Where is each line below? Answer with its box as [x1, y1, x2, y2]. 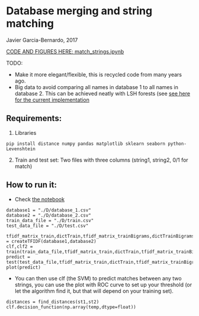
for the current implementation [14, 96, 90, 103]
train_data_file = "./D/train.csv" [6, 217, 94, 223]
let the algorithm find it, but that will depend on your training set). [14, 287, 174, 295]
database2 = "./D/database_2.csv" [6, 212, 92, 218]
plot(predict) [6, 264, 41, 270]
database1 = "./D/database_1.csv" [6, 207, 92, 213]
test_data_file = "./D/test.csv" [6, 223, 89, 229]
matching [6, 17, 54, 30]
